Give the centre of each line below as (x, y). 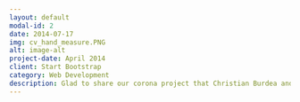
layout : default (39, 17)
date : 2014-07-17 (42, 34)
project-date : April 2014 (57, 59)
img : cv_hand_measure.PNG (57, 42)
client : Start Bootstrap (55, 67)
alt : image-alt (37, 51)
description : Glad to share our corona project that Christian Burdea (143, 83)
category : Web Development (59, 75)
